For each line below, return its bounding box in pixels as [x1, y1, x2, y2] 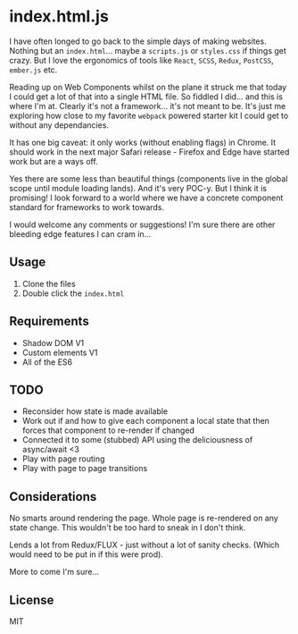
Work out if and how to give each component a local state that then [21, 416, 270, 427]
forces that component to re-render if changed [21, 425, 195, 435]
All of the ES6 [21, 356, 73, 368]
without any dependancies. [9, 119, 110, 131]
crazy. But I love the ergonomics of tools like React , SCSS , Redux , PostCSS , [9, 55, 274, 65]
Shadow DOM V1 [21, 337, 85, 348]
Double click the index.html [21, 288, 125, 299]
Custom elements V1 [21, 347, 98, 358]
